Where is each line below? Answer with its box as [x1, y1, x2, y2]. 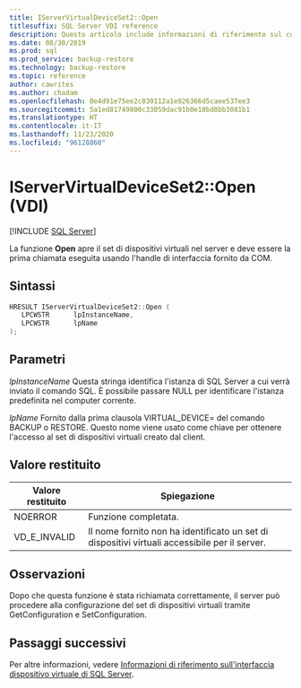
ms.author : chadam [9, 88, 78, 97]
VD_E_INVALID [13, 530, 76, 543]
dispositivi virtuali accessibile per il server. [88, 536, 267, 548]
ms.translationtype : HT [9, 113, 99, 122]
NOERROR [13, 510, 58, 523]
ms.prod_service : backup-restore [9, 55, 134, 64]
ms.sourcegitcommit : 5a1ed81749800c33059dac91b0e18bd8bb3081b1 [9, 105, 251, 114]
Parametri [9, 352, 65, 368]
